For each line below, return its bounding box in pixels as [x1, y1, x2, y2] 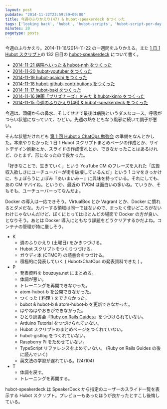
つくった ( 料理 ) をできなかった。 [19, 295, 90, 301]
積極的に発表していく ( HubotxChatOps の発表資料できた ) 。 [19, 259, 146, 264]
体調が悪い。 [19, 276, 46, 282]
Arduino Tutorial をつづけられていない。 [19, 320, 102, 326]
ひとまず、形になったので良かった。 [13, 152, 88, 158]
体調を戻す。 [19, 369, 46, 375]
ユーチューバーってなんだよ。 [22, 188, 84, 193]
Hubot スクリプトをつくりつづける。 [19, 246, 95, 252]
